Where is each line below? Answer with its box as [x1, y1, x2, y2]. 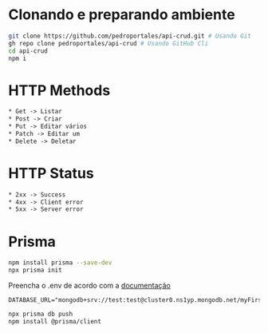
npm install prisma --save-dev [8, 259, 112, 267]
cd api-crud [8, 46, 48, 55]
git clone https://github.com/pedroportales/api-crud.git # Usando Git [8, 32, 251, 40]
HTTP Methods [8, 81, 111, 99]
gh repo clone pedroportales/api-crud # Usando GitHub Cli [8, 39, 209, 47]
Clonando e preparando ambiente [8, 6, 235, 24]
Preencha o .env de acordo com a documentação [8, 281, 171, 290]
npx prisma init [8, 266, 62, 275]
